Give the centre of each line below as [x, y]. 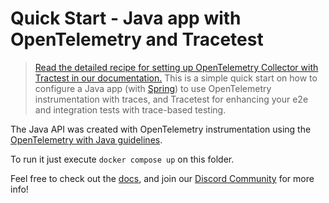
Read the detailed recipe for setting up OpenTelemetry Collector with [176, 67]
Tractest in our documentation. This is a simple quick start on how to [176, 78]
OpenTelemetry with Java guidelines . [86, 139]
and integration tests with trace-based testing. [130, 109]
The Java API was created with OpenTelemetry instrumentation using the [161, 129]
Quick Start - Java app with [126, 18]
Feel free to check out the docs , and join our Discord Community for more [162, 178]
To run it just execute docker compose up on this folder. [122, 159]
